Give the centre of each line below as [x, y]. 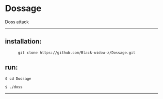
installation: [24, 42]
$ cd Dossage [18, 78]
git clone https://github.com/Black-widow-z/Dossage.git [77, 53]
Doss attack [17, 22]
